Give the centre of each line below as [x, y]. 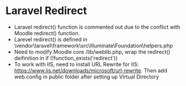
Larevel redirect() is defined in [51, 39]
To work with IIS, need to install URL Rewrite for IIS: [76, 64]
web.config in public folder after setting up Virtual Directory [87, 77]
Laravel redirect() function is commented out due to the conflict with [97, 27]
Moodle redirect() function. [47, 33]
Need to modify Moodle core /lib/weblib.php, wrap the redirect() [92, 51]
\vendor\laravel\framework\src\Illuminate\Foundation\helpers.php [94, 46]
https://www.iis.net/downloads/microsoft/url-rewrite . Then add [91, 70]
